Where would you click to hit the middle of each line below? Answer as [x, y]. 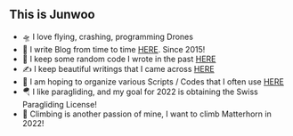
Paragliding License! [60, 104]
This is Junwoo [52, 15]
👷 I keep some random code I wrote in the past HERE [119, 59]
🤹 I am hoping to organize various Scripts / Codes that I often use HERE [153, 81]
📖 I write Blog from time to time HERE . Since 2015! [114, 49]
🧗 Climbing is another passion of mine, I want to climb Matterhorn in [146, 114]
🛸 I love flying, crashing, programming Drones [108, 36]
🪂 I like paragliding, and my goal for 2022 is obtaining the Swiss [140, 92]
